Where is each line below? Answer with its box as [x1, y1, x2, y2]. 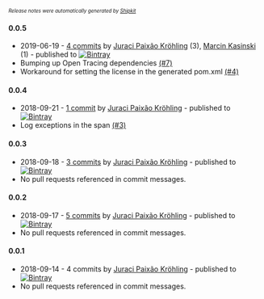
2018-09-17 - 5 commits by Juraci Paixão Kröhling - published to [19, 210, 236, 220]
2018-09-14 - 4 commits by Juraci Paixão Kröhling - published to [19, 264, 237, 274]
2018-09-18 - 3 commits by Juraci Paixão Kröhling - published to [19, 157, 237, 166]
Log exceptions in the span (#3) [19, 120, 127, 130]
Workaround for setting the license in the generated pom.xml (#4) [19, 67, 240, 77]
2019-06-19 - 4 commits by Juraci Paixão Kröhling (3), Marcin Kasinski [19, 41, 257, 51]
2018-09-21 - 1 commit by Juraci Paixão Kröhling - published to [19, 103, 231, 113]
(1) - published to [19, 49, 78, 60]
